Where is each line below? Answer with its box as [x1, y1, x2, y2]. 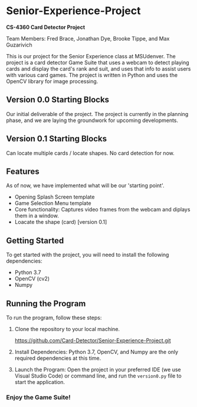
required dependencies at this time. [14, 355, 101, 362]
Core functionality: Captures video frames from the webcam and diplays [14, 206, 191, 213]
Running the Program [6, 299, 86, 309]
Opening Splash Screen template [14, 193, 95, 201]
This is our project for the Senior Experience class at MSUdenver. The [6, 52, 176, 59]
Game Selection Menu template [14, 200, 91, 207]
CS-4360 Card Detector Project [6, 24, 86, 31]
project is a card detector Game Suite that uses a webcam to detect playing [6, 59, 190, 66]
